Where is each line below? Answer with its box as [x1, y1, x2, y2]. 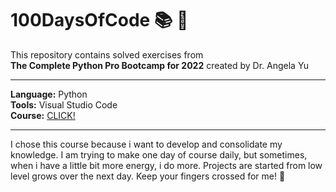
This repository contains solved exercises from [10, 48, 204, 61]
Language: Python [10, 88, 88, 100]
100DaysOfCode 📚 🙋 [10, 9, 189, 32]
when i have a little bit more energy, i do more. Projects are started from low [10, 159, 323, 171]
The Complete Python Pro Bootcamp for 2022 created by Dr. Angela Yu [10, 59, 310, 71]
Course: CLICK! [10, 109, 76, 121]
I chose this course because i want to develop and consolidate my [10, 138, 283, 150]
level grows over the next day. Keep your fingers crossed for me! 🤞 [10, 170, 286, 182]
